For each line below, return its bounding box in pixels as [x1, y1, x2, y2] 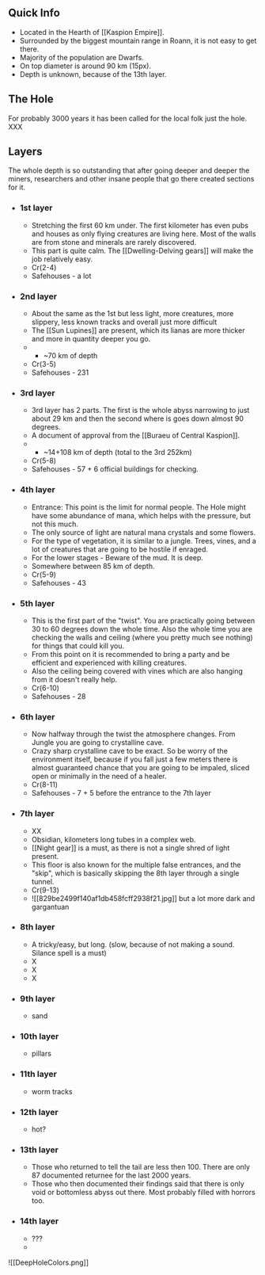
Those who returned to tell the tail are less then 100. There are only [31, 1162, 251, 1172]
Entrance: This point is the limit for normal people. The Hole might [31, 502, 247, 512]
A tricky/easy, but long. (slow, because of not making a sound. [31, 939, 235, 949]
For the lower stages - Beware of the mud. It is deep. [31, 552, 204, 562]
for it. [8, 182, 26, 193]
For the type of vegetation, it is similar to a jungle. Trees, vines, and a [31, 536, 257, 545]
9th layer [19, 993, 55, 1004]
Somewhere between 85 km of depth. [31, 561, 155, 571]
